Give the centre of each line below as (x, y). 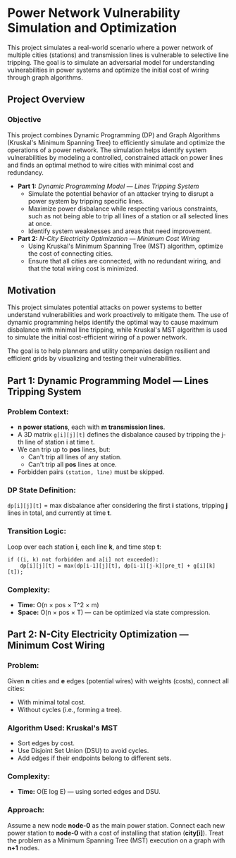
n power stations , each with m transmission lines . (91, 427)
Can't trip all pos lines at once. (73, 465)
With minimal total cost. (51, 702)
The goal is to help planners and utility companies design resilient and (109, 351)
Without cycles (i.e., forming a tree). (69, 709)
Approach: (26, 810)
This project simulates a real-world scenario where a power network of (110, 47)
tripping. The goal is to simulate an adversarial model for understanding (111, 62)
